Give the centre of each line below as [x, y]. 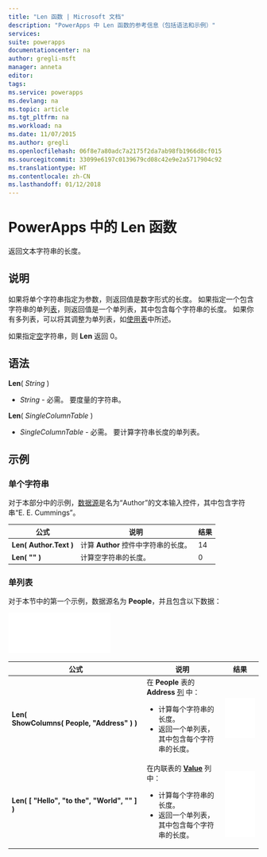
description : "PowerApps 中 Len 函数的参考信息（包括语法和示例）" [112, 25]
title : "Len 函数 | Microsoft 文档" [66, 17]
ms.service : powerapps [46, 92]
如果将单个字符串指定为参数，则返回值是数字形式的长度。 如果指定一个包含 [131, 299]
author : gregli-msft [43, 59]
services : [25, 33]
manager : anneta [35, 68]
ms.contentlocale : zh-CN [49, 176]
